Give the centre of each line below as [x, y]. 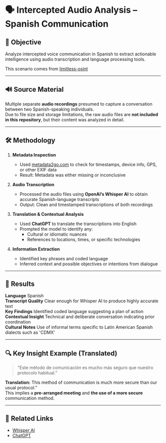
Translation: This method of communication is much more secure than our [81, 383]
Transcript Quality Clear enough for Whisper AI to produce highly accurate [82, 301]
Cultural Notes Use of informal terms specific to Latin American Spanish [79, 327]
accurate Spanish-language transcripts [60, 199]
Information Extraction [36, 249]
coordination [18, 322]
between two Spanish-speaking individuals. [50, 109]
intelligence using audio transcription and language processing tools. [75, 59]
